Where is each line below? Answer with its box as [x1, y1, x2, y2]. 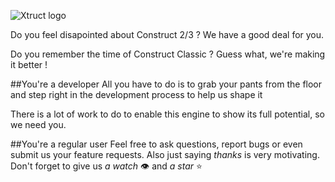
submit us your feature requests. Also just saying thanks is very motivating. [10, 149, 320, 160]
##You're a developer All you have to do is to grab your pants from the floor [10, 78, 323, 90]
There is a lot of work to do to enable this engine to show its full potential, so [10, 108, 325, 120]
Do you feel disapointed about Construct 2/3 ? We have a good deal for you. [10, 29, 325, 40]
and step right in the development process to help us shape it [10, 89, 263, 100]
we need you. [10, 119, 67, 130]
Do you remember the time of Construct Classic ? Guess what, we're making [10, 48, 326, 60]
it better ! [10, 59, 48, 70]
